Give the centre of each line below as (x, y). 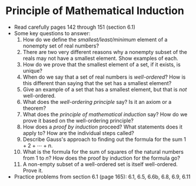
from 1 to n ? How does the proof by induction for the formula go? (102, 158)
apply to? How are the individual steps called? (79, 133)
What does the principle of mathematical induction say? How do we (105, 114)
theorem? (34, 108)
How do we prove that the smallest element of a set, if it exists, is (102, 64)
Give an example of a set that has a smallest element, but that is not (105, 89)
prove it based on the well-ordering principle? (78, 120)
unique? (32, 70)
